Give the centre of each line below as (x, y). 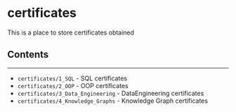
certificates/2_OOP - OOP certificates (73, 85)
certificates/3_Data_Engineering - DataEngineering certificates (111, 93)
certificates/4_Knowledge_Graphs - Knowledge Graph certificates (113, 101)
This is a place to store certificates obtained (71, 32)
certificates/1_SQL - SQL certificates (72, 78)
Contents (28, 55)
